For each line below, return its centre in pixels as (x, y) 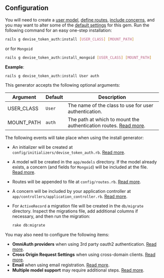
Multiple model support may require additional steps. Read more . (78, 270)
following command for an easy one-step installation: (59, 30)
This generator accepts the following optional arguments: (63, 85)
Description (112, 97)
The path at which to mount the (103, 119)
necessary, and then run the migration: (51, 216)
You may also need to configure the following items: (57, 235)
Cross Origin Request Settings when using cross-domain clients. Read (84, 255)
